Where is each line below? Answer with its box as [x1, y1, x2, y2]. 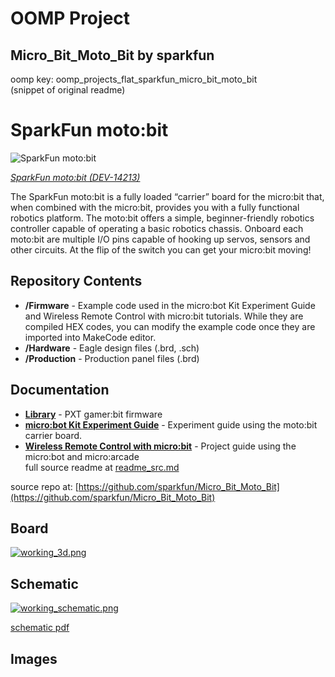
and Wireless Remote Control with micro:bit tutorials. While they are [24, 310, 304, 322]
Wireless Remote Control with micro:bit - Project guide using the [24, 440, 297, 452]
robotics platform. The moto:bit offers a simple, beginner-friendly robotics [10, 212, 315, 224]
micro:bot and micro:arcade [24, 450, 140, 462]
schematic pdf [10, 622, 70, 634]
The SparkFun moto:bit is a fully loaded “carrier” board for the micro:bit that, [10, 190, 325, 202]
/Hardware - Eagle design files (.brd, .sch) [24, 342, 200, 354]
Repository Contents [10, 273, 143, 290]
